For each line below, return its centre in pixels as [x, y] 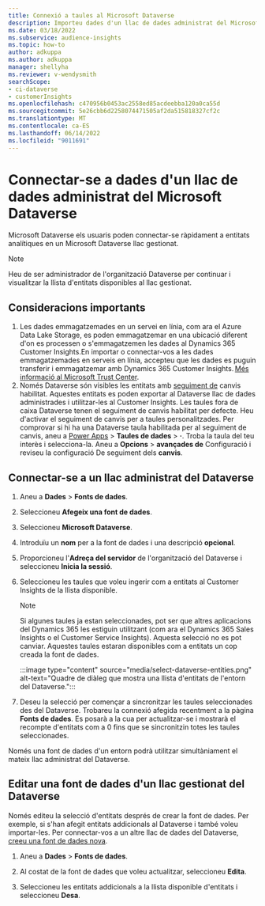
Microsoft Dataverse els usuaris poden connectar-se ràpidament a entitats [129, 235]
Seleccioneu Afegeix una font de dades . [86, 512]
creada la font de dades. [59, 654]
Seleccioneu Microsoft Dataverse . [76, 528]
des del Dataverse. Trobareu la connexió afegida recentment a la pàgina [136, 711]
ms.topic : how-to [37, 45]
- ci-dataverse [33, 89]
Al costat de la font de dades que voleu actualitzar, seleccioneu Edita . [133, 871]
